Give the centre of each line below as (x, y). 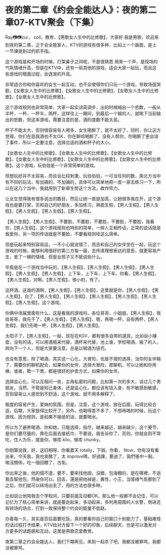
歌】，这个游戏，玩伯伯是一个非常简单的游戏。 (52, 165)
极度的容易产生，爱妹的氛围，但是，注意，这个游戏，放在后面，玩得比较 (79, 404)
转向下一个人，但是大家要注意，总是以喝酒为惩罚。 (57, 348)
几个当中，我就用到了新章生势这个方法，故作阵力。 (70, 188)
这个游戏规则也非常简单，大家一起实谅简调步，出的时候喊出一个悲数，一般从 (83, 107)
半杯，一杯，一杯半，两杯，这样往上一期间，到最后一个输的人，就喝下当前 (81, 113)
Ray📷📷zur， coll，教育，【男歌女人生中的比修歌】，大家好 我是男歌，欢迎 (80, 37)
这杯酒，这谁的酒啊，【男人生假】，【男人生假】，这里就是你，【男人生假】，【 (80, 290)
